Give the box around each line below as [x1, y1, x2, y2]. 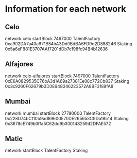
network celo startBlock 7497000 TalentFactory [5, 35, 101, 41]
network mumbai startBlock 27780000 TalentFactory [5, 110, 111, 116]
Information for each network [5, 3, 126, 15]
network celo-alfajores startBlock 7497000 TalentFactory [5, 73, 120, 79]
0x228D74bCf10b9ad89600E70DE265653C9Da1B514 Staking [5, 115, 129, 121]
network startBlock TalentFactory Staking [5, 147, 88, 154]
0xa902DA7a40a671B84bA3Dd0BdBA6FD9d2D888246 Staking [5, 41, 133, 47]
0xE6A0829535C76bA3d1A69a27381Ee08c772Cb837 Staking [5, 78, 130, 84]
